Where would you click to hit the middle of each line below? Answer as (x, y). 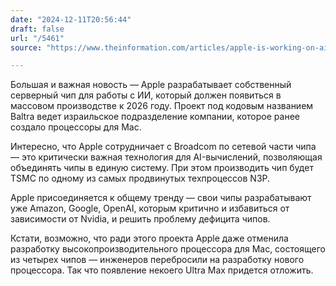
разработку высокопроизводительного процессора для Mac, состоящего (168, 249)
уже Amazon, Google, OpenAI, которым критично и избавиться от (150, 208)
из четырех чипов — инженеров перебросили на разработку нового (157, 260)
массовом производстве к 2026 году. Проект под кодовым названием (162, 106)
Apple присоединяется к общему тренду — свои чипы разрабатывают (161, 198)
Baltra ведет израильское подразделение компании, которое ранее (155, 117)
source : (26, 47)
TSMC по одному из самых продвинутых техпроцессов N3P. (140, 178)
